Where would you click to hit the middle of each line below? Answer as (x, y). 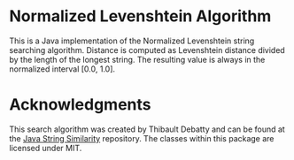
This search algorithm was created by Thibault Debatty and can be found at (147, 129)
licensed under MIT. (46, 148)
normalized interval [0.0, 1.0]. (62, 69)
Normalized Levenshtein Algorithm (140, 16)
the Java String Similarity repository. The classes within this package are (142, 138)
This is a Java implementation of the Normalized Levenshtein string (132, 41)
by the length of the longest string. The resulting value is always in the (137, 59)
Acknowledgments (81, 105)
